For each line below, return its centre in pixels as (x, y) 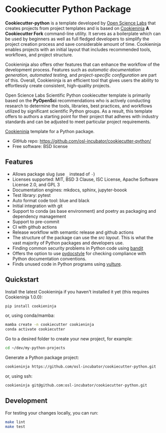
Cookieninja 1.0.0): (24, 297)
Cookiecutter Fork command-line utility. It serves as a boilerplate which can (83, 33)
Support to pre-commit (36, 221)
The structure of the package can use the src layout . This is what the (83, 237)
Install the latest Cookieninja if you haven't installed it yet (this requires (77, 291)
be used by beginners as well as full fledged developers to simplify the (77, 39)
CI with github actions (34, 227)
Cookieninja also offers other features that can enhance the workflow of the (83, 64)
